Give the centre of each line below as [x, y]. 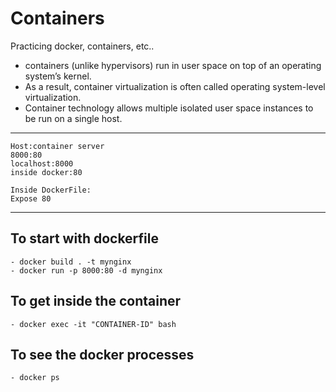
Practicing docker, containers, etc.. [82, 46]
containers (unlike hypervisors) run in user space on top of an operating [173, 65]
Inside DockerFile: [51, 190]
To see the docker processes [102, 354]
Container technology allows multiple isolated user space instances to [169, 108]
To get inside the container [96, 301]
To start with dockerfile [85, 238]
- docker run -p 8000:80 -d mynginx [86, 270]
